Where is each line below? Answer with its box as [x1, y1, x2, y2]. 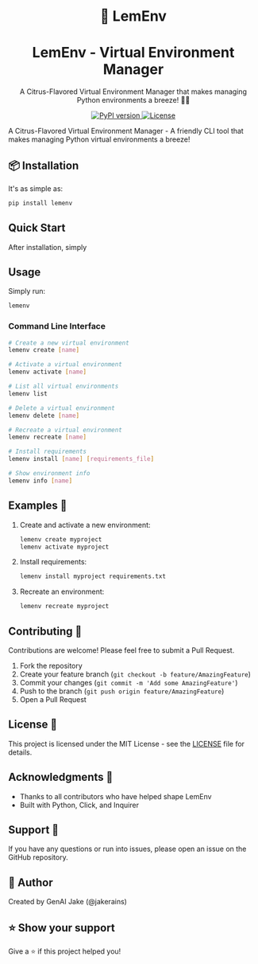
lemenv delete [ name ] [8, 412, 80, 420]
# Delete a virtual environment [8, 404, 115, 412]
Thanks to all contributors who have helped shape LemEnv [19, 791, 212, 801]
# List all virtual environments [8, 382, 119, 391]
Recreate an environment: [19, 587, 105, 596]
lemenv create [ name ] [8, 346, 80, 354]
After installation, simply [8, 242, 87, 252]
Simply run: [8, 287, 46, 296]
